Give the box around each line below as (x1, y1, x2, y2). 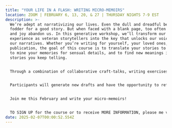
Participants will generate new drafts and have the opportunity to (10, 82, 159, 88)
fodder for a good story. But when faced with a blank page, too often (10, 27, 166, 32)
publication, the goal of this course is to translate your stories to (10, 46, 166, 51)
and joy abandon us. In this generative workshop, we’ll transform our (10, 31, 166, 36)
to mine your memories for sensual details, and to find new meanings (10, 50, 164, 55)
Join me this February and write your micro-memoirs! (10, 96, 127, 101)
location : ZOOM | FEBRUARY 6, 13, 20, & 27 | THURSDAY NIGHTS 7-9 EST (5, 12, 159, 17)
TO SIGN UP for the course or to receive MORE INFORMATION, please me (10, 110, 164, 115)
